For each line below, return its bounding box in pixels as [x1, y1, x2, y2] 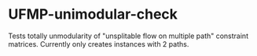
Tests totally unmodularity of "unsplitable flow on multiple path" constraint [8, 31, 249, 40]
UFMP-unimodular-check [8, 5, 178, 23]
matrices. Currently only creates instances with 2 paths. [8, 39, 189, 48]
